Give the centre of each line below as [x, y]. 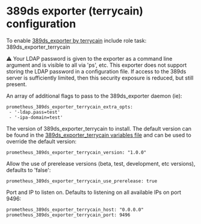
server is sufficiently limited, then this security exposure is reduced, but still [100, 78]
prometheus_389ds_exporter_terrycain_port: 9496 [68, 215]
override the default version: [42, 141]
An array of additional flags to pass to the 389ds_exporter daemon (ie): [94, 96]
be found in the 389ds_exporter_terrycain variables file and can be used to [99, 135]
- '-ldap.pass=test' [35, 112]
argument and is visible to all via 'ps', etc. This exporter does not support [97, 65]
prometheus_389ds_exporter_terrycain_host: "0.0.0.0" [75, 210]
